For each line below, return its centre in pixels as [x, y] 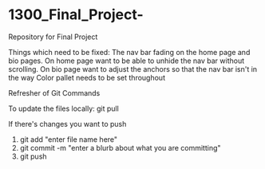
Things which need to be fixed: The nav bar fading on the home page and [129, 52]
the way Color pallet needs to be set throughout [87, 77]
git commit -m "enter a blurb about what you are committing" [120, 147]
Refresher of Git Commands [54, 92]
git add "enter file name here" [69, 139]
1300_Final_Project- [76, 15]
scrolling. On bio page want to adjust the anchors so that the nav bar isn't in [133, 69]
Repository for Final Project [53, 37]
